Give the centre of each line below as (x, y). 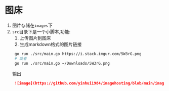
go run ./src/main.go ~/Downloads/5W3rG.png (62, 63)
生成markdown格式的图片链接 (51, 44)
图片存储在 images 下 (32, 25)
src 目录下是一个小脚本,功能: (41, 31)
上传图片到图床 (35, 38)
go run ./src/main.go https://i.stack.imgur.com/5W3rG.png (78, 54)
